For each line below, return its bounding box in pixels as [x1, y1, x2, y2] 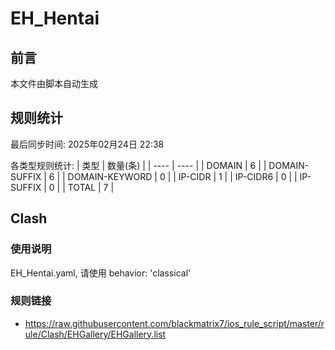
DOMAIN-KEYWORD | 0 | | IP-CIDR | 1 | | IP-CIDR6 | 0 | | [67, 170, 298, 182]
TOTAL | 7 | [67, 181, 115, 193]
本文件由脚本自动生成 [10, 78, 98, 89]
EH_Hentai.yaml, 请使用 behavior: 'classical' [10, 267, 192, 279]
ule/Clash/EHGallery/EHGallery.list [24, 328, 167, 340]
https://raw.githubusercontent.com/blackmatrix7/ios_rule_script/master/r [24, 317, 325, 329]
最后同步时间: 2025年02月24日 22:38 [10, 138, 165, 150]
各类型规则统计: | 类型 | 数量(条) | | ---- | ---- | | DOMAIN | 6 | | [10, 159, 267, 171]
